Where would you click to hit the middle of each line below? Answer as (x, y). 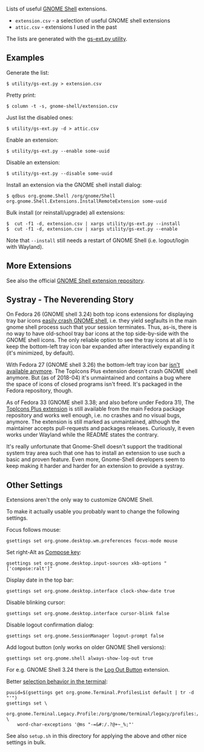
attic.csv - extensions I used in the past (66, 27)
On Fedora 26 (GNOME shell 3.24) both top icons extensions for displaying (100, 314)
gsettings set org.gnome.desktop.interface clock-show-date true (90, 591)
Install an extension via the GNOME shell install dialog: (74, 184)
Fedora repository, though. (39, 391)
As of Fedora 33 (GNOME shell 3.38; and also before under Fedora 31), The (100, 402)
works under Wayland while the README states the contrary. (83, 435)
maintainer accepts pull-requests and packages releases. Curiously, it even (100, 428)
